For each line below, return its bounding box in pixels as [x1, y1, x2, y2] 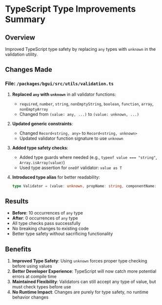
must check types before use [12, 284, 71, 290]
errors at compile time [12, 274, 57, 280]
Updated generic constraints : [12, 121, 73, 127]
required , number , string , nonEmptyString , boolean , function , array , [19, 101, 154, 107]
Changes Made [5, 65, 52, 74]
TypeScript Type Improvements [5, 3, 136, 15]
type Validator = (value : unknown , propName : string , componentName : [12, 183, 157, 189]
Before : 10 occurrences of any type [12, 210, 83, 216]
